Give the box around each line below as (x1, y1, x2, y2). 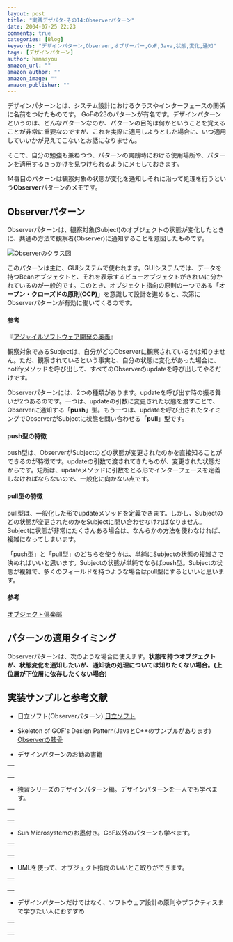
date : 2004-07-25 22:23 (7, 23, 77, 30)
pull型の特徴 (7, 492, 43, 500)
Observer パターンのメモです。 (13, 183, 102, 192)
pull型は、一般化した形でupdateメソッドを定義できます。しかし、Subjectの (7, 509, 224, 517)
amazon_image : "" (7, 75, 58, 82)
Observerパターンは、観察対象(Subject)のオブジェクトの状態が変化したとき (7, 226, 225, 234)
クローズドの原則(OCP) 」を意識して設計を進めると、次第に (31, 290, 201, 298)
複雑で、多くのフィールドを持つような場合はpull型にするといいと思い (19, 567, 218, 576)
